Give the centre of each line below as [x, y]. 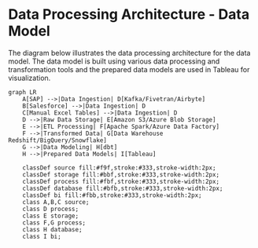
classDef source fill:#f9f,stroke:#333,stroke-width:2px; [119, 168]
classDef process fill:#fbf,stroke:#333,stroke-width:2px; [121, 181]
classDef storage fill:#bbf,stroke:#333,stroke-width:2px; [121, 174]
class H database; [52, 229]
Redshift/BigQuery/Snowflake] [58, 140]
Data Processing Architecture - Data [129, 15]
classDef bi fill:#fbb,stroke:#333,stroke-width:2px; [112, 195]
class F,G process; [54, 222]
